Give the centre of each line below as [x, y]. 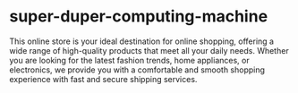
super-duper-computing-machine [139, 17]
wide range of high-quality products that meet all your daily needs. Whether [149, 50]
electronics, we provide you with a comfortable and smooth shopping [137, 70]
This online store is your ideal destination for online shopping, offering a [142, 41]
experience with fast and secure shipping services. [103, 79]
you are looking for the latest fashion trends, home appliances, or [129, 60]
